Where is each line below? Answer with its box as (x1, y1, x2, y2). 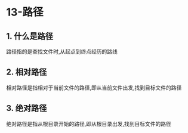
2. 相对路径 (6, 67, 47, 78)
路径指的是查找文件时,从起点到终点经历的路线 (6, 48, 118, 55)
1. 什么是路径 (6, 31, 54, 41)
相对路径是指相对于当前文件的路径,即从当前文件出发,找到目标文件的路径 (6, 84, 182, 91)
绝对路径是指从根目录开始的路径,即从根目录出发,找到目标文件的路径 (6, 120, 172, 127)
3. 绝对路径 (6, 103, 47, 113)
